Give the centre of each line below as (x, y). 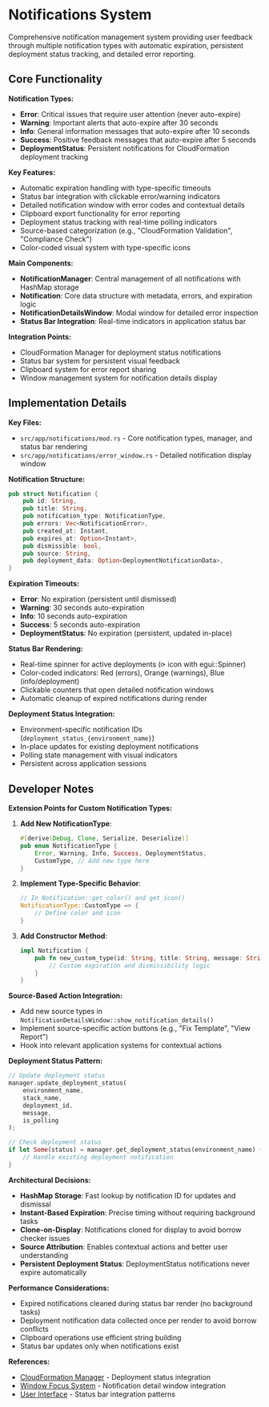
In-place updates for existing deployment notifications (109, 747)
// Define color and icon (78, 913)
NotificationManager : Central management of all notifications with (130, 278)
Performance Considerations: (59, 1287)
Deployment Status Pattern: (56, 1061)
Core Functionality (55, 79)
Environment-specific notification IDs (81, 730)
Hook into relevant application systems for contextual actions (121, 1045)
